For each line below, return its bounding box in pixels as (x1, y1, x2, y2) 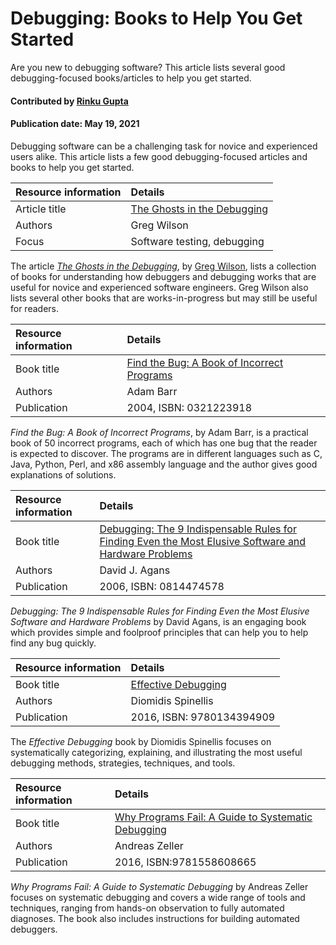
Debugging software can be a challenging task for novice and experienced (10, 140, 318, 152)
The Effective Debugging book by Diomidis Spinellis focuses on (10, 735, 272, 747)
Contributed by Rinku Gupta (10, 95, 129, 107)
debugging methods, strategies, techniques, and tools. (10, 757, 236, 769)
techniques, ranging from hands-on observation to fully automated (10, 902, 285, 914)
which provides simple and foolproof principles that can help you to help (10, 626, 309, 638)
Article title (15, 202, 67, 216)
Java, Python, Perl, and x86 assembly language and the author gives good (10, 458, 318, 470)
